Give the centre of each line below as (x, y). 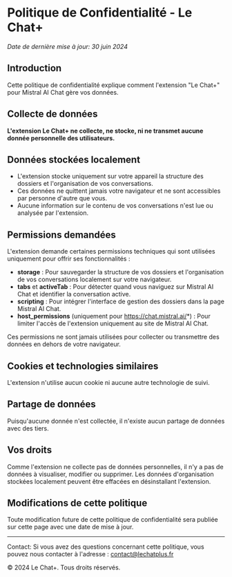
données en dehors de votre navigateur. (64, 344)
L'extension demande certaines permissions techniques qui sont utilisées (111, 252)
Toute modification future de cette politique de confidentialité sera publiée (113, 520)
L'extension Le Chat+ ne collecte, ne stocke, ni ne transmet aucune (105, 131)
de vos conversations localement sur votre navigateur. (94, 280)
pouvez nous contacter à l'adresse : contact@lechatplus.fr (90, 554)
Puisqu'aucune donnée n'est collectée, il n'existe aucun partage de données (116, 421)
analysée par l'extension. (53, 213)
